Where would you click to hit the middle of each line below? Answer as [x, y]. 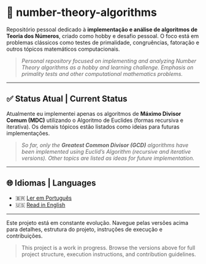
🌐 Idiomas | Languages [51, 183]
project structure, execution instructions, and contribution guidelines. [109, 254]
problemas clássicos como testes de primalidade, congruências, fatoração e [103, 42]
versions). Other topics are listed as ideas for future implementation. [108, 158]
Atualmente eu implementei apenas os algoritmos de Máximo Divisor [94, 113]
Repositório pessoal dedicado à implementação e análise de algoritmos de [102, 29]
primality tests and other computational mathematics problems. [102, 74]
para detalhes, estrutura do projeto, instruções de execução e [84, 229]
